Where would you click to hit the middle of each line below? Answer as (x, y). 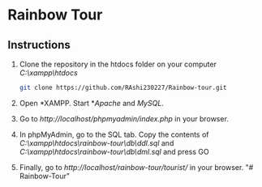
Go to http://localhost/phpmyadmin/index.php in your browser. (124, 118)
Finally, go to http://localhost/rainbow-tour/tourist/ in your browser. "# (136, 167)
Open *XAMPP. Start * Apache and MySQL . (91, 103)
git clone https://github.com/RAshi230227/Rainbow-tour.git (123, 87)
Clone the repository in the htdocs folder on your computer (118, 64)
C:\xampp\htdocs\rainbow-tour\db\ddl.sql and (97, 142)
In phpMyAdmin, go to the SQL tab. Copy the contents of (114, 134)
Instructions (39, 45)
